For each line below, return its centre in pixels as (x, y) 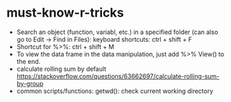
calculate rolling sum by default (61, 69)
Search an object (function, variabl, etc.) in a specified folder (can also (117, 32)
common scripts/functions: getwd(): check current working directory (115, 91)
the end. (28, 61)
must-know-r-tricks (65, 13)
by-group (30, 83)
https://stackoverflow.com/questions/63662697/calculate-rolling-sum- (118, 76)
